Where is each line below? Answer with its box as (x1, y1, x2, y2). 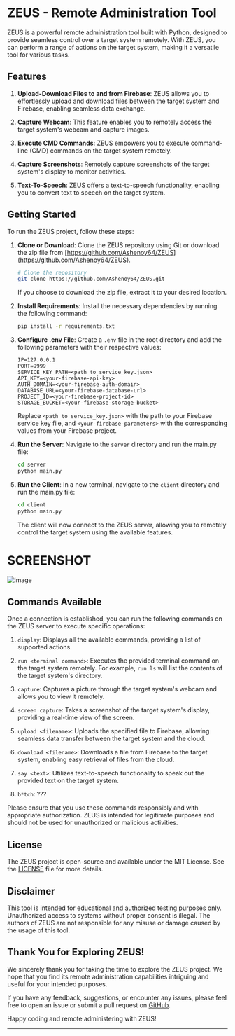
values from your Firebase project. (17, 427, 117, 435)
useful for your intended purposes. (7, 979, 108, 988)
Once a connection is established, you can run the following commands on (7, 614, 222, 623)
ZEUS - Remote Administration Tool (7, 5, 217, 21)
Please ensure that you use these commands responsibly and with (7, 803, 199, 812)
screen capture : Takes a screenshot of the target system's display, (17, 706, 210, 714)
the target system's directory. (17, 671, 103, 680)
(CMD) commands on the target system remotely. (29, 146, 173, 155)
